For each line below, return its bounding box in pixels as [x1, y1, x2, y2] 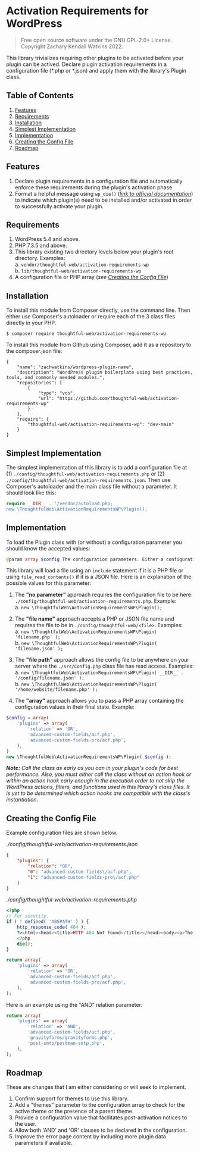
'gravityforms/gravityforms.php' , [27, 1035, 113, 1041]
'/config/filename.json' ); [14, 675, 85, 681]
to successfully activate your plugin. [14, 202, 104, 209]
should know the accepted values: [6, 544, 90, 552]
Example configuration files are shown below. [6, 829, 118, 837]
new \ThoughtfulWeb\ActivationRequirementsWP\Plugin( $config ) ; [6, 754, 171, 760]
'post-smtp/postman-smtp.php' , [27, 1040, 105, 1046]
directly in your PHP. [6, 320, 57, 327]
